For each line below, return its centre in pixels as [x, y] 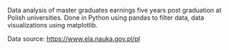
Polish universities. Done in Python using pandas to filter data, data [106, 18]
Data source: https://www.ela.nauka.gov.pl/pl [74, 39]
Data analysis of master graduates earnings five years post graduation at [114, 10]
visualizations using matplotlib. [53, 25]
